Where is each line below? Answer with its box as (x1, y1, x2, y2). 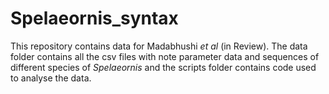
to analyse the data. (10, 72, 92, 84)
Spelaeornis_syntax (10, 7, 179, 30)
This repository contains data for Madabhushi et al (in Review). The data (10, 40, 308, 52)
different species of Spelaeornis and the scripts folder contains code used (10, 61, 317, 73)
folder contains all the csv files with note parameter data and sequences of (10, 50, 320, 62)
